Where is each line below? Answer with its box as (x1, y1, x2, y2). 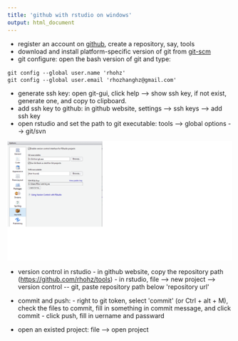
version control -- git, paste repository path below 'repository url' (17, 282, 209, 291)
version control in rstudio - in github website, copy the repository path (17, 267, 224, 276)
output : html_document (7, 19, 75, 26)
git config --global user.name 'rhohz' (7, 69, 126, 76)
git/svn (26, 127, 46, 135)
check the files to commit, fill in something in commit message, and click (17, 303, 232, 313)
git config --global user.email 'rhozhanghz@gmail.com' (7, 76, 177, 83)
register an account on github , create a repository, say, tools (17, 39, 195, 48)
